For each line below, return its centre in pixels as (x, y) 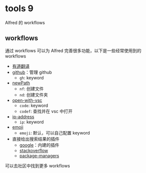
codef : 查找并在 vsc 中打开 (46, 111)
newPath (21, 83)
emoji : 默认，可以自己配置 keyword (55, 133)
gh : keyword (31, 77)
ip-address (23, 116)
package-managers (39, 155)
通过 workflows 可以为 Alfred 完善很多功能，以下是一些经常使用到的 (73, 50)
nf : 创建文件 (31, 89)
